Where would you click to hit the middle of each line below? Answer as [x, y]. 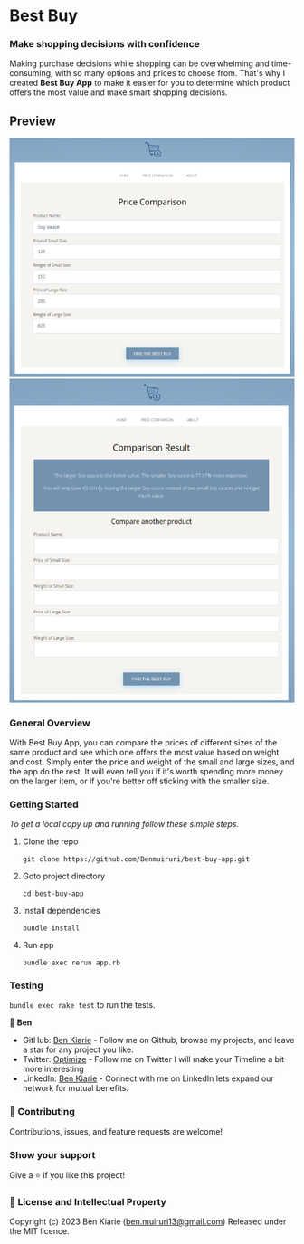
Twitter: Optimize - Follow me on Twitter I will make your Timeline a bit [153, 1059]
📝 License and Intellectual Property [88, 1202]
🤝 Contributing [42, 1112]
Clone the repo [50, 841]
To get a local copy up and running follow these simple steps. [124, 824]
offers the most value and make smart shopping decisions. [119, 92]
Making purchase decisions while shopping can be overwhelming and [139, 63]
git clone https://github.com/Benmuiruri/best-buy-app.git [136, 859]
